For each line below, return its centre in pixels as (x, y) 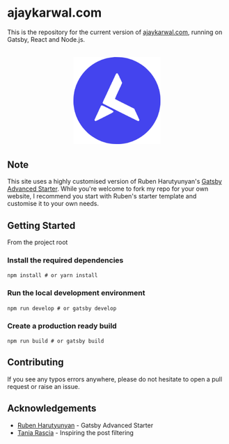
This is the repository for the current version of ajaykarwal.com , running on (115, 32)
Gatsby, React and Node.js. (46, 39)
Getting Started (41, 225)
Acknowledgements (52, 409)
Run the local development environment (76, 293)
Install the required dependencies (65, 260)
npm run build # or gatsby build (56, 341)
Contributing (35, 362)
